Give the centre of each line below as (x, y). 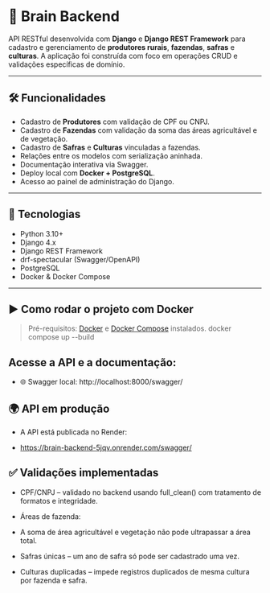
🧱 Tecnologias (45, 214)
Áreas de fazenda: (50, 516)
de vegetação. (44, 138)
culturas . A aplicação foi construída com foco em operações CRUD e (123, 56)
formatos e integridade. (59, 500)
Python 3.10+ (42, 233)
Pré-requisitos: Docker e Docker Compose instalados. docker (129, 328)
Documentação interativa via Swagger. (84, 164)
